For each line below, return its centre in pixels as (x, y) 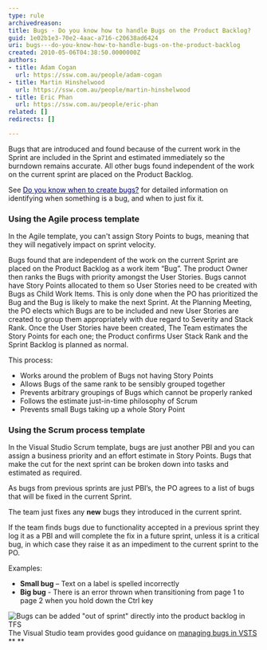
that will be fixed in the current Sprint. (70, 497)
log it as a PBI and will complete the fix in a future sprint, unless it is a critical (134, 536)
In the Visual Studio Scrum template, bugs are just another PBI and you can (132, 448)
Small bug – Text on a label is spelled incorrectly (99, 584)
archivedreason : (35, 23)
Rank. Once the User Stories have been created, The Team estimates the (128, 328)
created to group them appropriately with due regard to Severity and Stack (131, 319)
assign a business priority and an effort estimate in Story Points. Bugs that (130, 456)
